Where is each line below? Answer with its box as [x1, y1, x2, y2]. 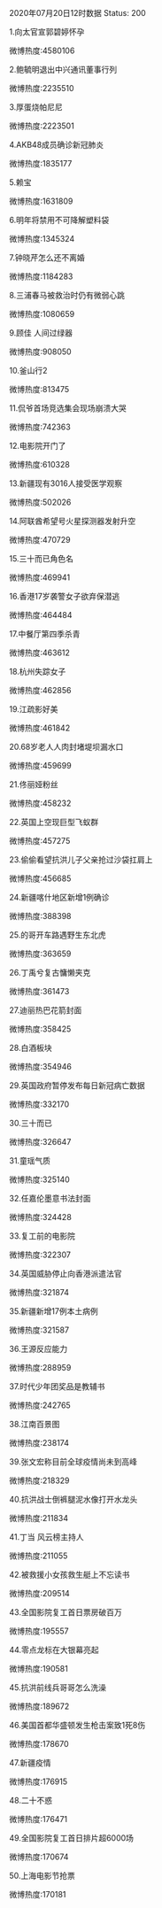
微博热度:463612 [9, 647, 71, 658]
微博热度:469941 [9, 572, 71, 583]
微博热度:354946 [9, 1062, 73, 1071]
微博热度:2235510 [9, 83, 74, 93]
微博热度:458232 [9, 798, 72, 808]
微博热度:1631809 [9, 196, 73, 206]
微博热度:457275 [9, 836, 71, 846]
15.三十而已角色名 [9, 553, 73, 564]
